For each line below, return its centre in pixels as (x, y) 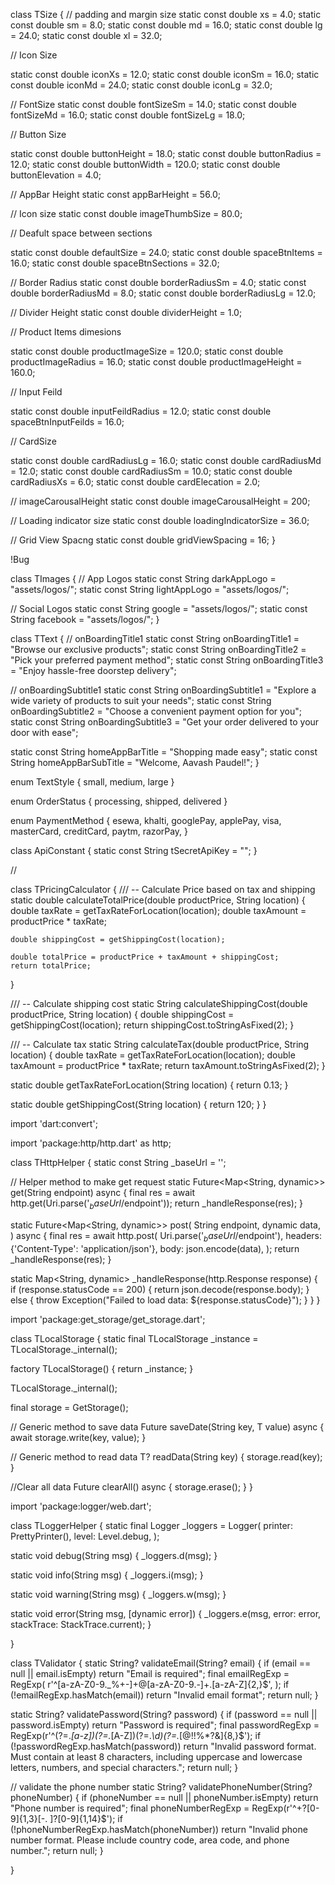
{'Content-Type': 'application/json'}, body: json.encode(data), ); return (155, 1248)
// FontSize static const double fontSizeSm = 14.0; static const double (153, 104)
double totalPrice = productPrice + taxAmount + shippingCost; (145, 957)
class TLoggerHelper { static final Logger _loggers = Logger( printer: (151, 1525)
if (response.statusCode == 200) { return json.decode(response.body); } (160, 1289)
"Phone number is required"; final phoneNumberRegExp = (130, 1808)
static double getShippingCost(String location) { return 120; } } (138, 1104)
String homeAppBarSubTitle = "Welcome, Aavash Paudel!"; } (135, 762)
